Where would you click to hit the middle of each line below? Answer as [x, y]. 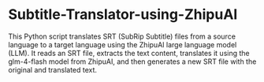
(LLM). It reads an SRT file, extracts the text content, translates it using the [129, 53]
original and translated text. [52, 69]
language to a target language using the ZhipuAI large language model [123, 44]
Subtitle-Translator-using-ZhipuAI [123, 15]
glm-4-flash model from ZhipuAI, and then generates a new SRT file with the [132, 61]
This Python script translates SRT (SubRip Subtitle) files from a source [122, 36]
